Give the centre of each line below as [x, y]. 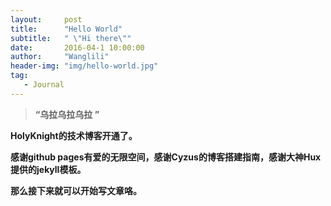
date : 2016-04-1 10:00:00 [77, 47]
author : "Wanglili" [60, 57]
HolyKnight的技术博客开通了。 [74, 135]
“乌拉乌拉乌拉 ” [67, 114]
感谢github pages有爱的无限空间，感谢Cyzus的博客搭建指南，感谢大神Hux [166, 157]
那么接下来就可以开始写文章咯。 [76, 190]
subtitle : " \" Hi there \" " [71, 38]
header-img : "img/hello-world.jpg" [84, 66]
